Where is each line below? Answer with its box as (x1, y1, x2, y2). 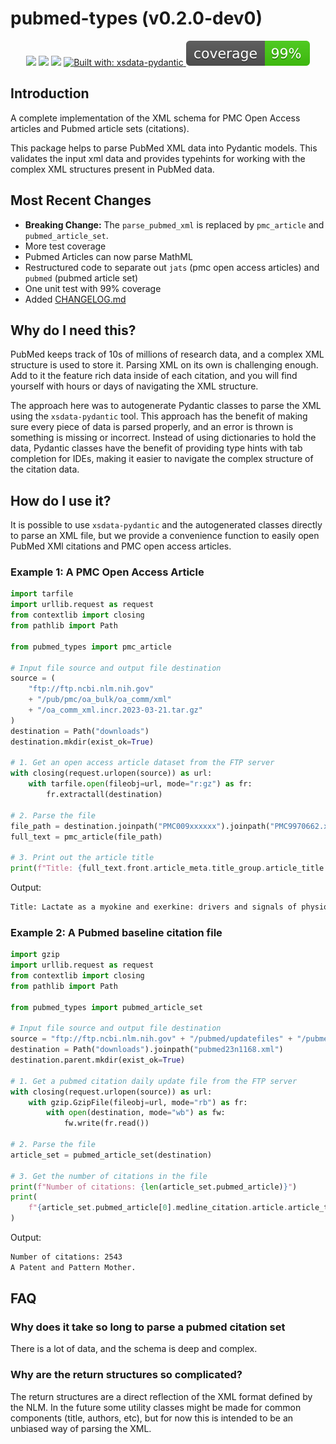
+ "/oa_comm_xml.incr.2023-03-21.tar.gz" (28, 705, 203, 716)
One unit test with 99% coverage (24, 282, 162, 294)
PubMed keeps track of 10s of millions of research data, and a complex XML (10, 348, 325, 361)
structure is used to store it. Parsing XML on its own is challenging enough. (10, 359, 319, 371)
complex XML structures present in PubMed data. (10, 163, 215, 175)
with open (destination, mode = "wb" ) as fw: (46, 1108, 226, 1118)
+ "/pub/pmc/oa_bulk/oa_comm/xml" (28, 695, 172, 705)
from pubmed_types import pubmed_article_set (10, 1002, 203, 1012)
